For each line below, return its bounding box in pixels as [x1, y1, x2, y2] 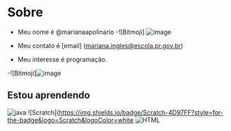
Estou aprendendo [7, 89, 90, 101]
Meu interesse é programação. [17, 55, 107, 64]
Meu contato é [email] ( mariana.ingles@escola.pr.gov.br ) [17, 41, 184, 50]
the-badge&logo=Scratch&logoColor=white [7, 115, 134, 124]
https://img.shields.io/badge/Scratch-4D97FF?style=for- [59, 108, 224, 117]
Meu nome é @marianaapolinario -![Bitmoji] [17, 28, 145, 36]
